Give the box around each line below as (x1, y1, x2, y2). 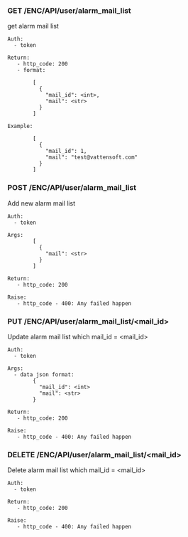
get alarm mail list (7, 22, 59, 31)
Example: (7, 123, 33, 130)
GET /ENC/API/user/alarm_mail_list (7, 6, 131, 16)
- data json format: (13, 371, 74, 378)
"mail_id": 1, (45, 148, 87, 155)
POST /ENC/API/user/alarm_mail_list (7, 183, 137, 193)
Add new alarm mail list (7, 198, 76, 208)
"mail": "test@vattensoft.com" (45, 154, 138, 161)
